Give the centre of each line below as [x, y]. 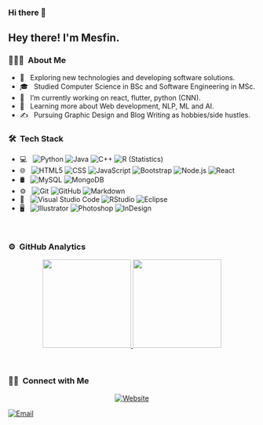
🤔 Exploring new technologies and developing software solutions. [127, 77]
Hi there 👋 [27, 13]
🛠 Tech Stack [36, 138]
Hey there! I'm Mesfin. [64, 38]
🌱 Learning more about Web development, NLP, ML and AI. [117, 106]
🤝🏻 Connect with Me [49, 381]
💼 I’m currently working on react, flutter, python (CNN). [110, 97]
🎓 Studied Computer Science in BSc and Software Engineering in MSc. [137, 86]
